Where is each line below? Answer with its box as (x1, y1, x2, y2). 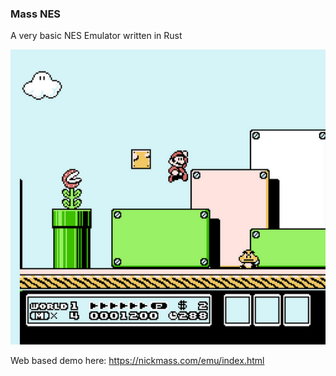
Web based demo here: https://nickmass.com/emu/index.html (10, 355, 265, 367)
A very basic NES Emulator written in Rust (10, 30, 183, 42)
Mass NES (10, 7, 62, 21)
